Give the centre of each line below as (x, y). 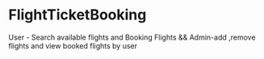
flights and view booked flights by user (73, 45)
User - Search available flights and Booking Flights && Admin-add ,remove (132, 37)
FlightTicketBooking (78, 15)
